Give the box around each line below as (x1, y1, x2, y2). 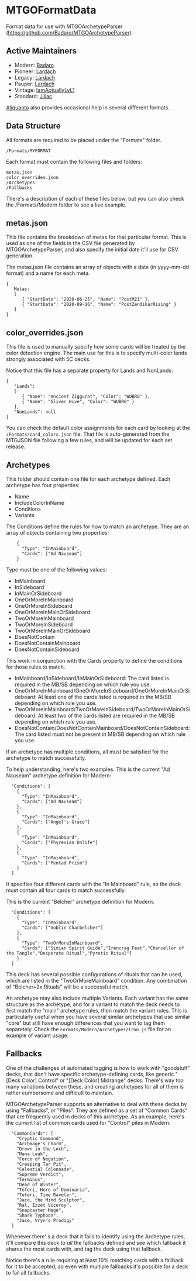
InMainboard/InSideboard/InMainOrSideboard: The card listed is (14, 675, 170, 681)
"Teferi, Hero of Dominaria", (16, 1187, 91, 1193)
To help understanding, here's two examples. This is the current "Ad (6, 766, 170, 773)
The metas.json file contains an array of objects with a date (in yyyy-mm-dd (6, 264, 189, 271)
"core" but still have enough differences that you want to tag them (6, 1020, 166, 1027)
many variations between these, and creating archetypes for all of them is (6, 1083, 184, 1090)
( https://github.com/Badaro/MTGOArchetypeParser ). (6, 29, 133, 36)
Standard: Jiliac (14, 92, 53, 99)
